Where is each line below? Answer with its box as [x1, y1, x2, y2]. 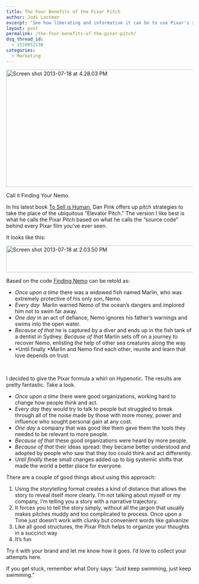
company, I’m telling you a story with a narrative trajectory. [14, 497, 158, 505]
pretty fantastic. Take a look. [6, 381, 76, 388]
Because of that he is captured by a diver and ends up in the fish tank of [14, 326, 192, 333]
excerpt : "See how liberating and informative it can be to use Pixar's [6, 20, 190, 26]
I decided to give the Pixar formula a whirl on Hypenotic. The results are [6, 375, 182, 382]
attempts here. [6, 553, 42, 560]
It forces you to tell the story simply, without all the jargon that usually [14, 504, 185, 511]
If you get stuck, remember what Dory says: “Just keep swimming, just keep [6, 565, 191, 572]
